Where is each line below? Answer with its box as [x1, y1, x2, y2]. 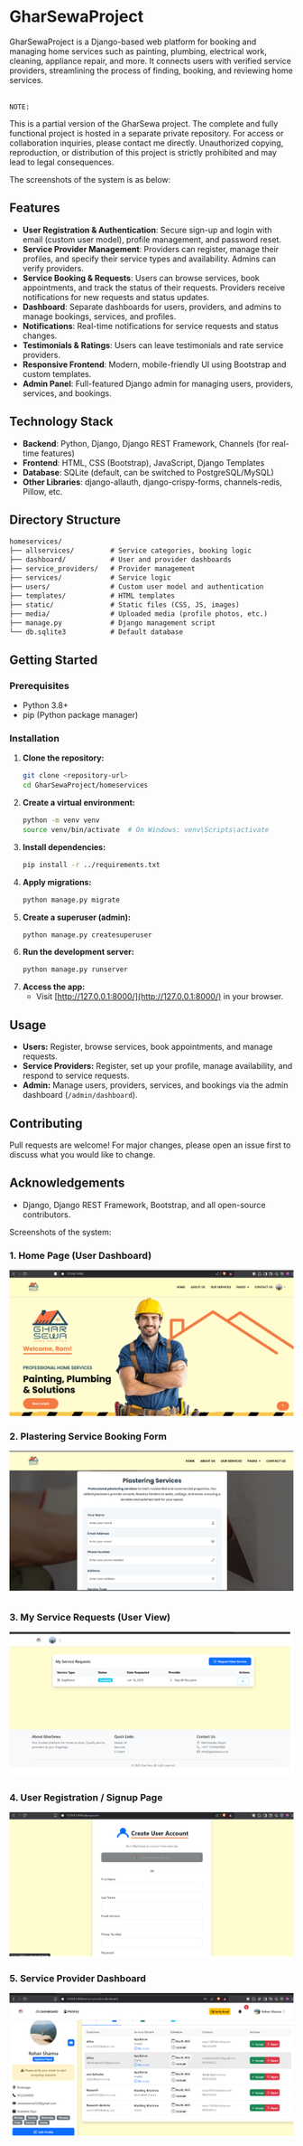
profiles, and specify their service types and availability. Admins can [22, 253, 277, 264]
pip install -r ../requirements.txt [22, 860, 161, 869]
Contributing [9, 1115, 83, 1131]
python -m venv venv [22, 816, 100, 825]
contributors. [22, 1209, 71, 1220]
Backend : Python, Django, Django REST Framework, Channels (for [22, 438, 271, 449]
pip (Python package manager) [22, 710, 139, 721]
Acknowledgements [9, 1176, 125, 1191]
